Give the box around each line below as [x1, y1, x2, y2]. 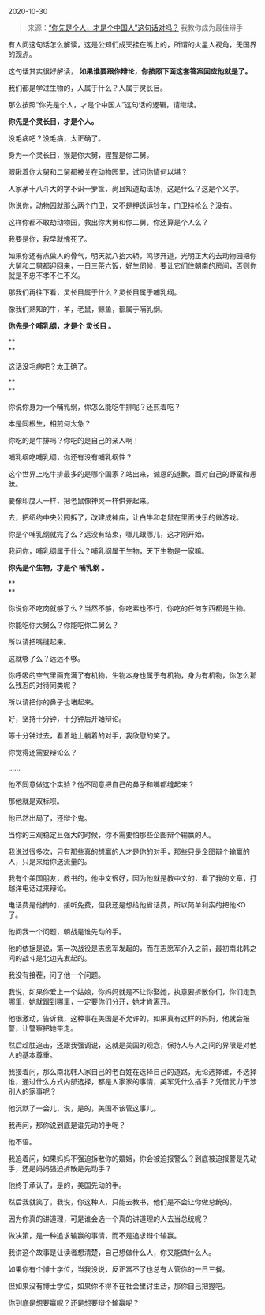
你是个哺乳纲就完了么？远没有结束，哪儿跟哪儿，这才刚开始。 [8, 529, 209, 539]
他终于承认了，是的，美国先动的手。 [8, 1181, 126, 1189]
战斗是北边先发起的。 [21, 953, 91, 963]
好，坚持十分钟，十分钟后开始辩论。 [8, 714, 126, 723]
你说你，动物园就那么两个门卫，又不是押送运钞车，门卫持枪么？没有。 [8, 201, 237, 210]
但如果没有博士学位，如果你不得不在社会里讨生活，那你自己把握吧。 [8, 1281, 230, 1291]
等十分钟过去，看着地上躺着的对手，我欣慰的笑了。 [8, 731, 174, 740]
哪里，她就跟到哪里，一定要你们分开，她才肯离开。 [8, 997, 174, 1006]
